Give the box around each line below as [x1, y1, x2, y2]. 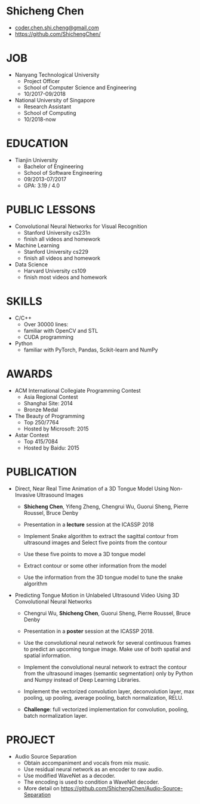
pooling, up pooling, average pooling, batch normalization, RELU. [23, 694, 184, 701]
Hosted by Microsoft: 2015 [23, 425, 89, 432]
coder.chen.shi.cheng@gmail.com [14, 24, 100, 31]
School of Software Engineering [23, 169, 103, 176]
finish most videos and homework [23, 274, 107, 281]
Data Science [14, 260, 48, 268]
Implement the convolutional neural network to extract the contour [23, 663, 187, 670]
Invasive [14, 491, 36, 498]
